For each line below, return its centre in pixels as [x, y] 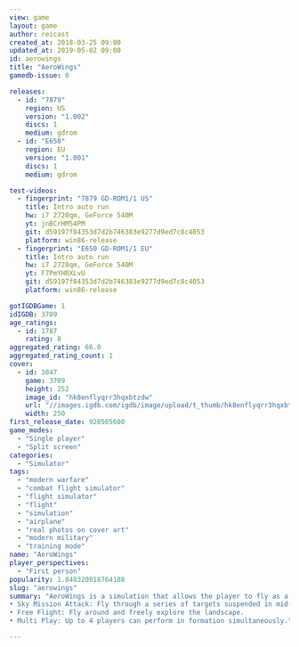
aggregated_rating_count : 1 [61, 356]
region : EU [45, 150]
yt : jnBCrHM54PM [56, 224]
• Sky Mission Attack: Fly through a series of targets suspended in [141, 604]
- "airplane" [41, 521]
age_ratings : [33, 323]
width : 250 [45, 414]
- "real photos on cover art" [73, 530]
